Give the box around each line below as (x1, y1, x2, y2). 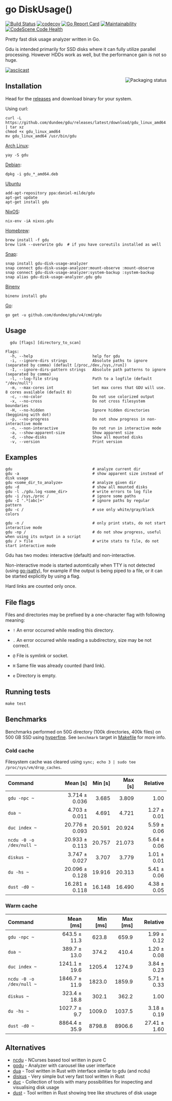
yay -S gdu (5, 152, 29, 158)
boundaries (5, 403, 29, 408)
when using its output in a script (5, 534, 81, 539)
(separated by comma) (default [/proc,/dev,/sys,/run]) (5, 362, 127, 368)
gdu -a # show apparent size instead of (5, 471, 164, 477)
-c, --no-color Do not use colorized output (10, 394, 155, 399)
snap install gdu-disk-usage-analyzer (5, 261, 88, 266)
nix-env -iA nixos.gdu (5, 218, 54, 223)
